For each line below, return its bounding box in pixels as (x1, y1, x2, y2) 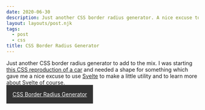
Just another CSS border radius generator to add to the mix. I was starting (6, 59, 193, 67)
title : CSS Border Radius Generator (6, 43, 99, 49)
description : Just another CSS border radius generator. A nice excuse (6, 15, 192, 21)
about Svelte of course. (6, 78, 65, 86)
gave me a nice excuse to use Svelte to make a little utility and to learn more (6, 72, 198, 80)
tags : (6, 26, 20, 32)
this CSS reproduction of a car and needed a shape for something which (6, 66, 189, 73)
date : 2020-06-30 (6, 9, 51, 15)
